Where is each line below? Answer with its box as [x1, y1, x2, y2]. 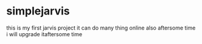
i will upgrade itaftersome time [6, 30, 83, 37]
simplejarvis [6, 4, 70, 18]
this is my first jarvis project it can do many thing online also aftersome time [6, 24, 196, 31]
